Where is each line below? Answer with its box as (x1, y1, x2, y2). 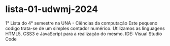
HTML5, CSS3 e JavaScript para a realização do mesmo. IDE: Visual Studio (5, 30, 162, 36)
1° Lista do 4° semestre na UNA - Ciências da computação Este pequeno (5, 20, 158, 26)
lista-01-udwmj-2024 (5, 3, 98, 15)
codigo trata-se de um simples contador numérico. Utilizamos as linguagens (5, 25, 165, 31)
